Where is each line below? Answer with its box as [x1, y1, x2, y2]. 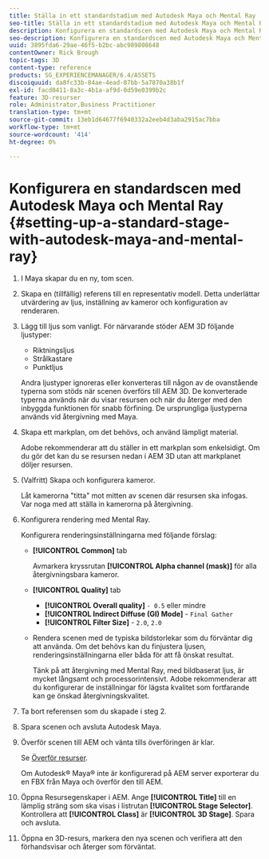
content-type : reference [9, 64, 92, 72]
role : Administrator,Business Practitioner [9, 101, 156, 109]
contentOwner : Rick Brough [9, 49, 99, 57]
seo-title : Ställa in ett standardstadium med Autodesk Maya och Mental [9, 19, 256, 27]
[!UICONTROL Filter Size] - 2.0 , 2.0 [44, 618, 162, 627]
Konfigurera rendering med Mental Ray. [20, 515, 151, 524]
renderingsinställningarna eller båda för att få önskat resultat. [32, 650, 235, 660]
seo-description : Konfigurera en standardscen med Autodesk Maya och [9, 34, 246, 42]
